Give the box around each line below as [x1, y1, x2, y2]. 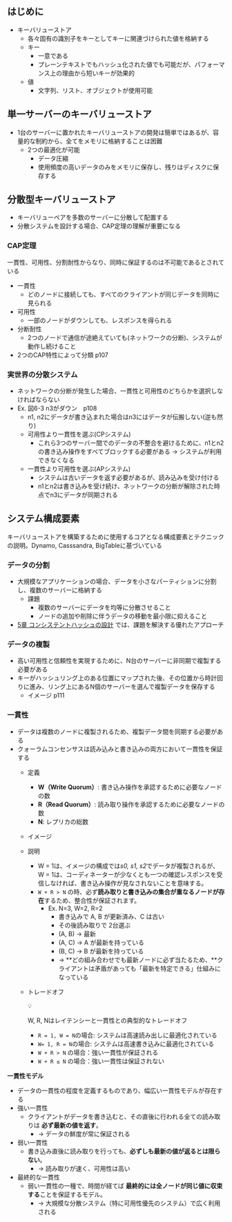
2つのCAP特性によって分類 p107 [17, 351, 108, 359]
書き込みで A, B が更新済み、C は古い [58, 912, 164, 921]
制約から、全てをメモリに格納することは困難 [35, 136, 163, 145]
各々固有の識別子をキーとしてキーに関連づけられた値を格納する [27, 34, 209, 42]
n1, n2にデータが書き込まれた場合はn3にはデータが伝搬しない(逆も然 [27, 413, 223, 421]
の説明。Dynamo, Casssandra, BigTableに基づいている [7, 541, 162, 549]
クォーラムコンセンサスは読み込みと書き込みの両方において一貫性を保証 [17, 745, 223, 753]
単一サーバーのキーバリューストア [7, 109, 152, 121]
